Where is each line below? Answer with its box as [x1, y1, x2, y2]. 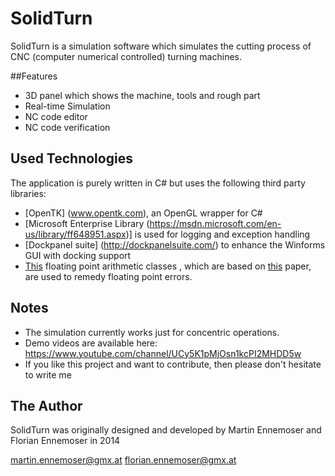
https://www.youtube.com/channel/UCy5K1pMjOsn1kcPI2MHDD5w [24, 347, 302, 359]
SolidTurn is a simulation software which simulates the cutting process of [10, 40, 312, 52]
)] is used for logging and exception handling [125, 228, 311, 240]
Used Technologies [10, 150, 133, 167]
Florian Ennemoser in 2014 [10, 435, 121, 447]
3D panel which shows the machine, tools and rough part [24, 89, 261, 101]
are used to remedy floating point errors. [24, 270, 193, 282]
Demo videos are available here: [24, 337, 158, 349]
